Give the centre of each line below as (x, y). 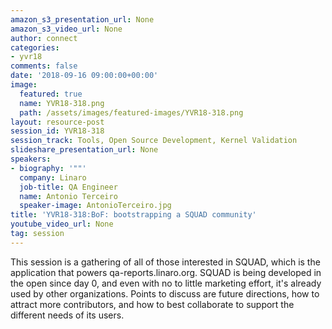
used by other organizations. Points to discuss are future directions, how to (165, 293)
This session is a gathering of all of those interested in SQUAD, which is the (165, 262)
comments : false (44, 66)
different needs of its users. (67, 315)
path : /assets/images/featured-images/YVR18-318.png (131, 112)
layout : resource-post (57, 122)
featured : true (51, 94)
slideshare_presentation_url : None (84, 150)
